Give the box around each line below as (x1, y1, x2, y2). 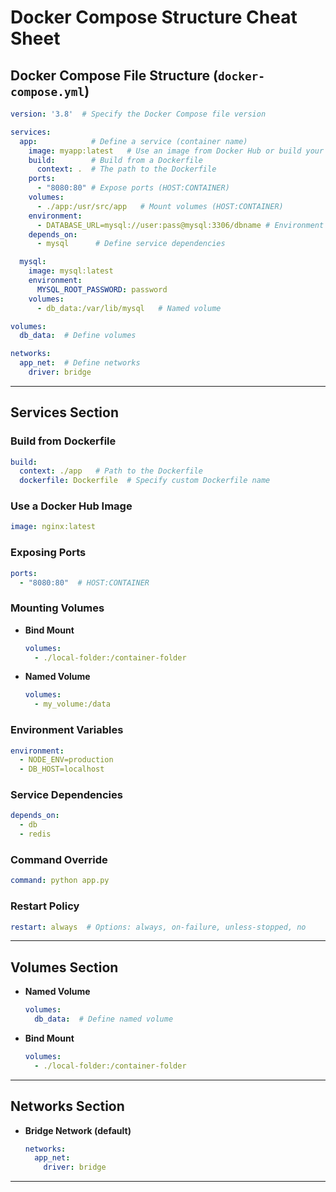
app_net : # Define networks (19, 358, 141, 368)
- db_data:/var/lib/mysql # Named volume (36, 303, 222, 313)
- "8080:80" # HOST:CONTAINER (19, 577, 150, 588)
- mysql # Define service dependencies (36, 239, 226, 249)
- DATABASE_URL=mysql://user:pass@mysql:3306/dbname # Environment (36, 220, 325, 230)
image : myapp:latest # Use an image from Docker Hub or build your (28, 146, 325, 156)
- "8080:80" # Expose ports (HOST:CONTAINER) (36, 183, 230, 193)
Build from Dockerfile (10, 434, 117, 448)
